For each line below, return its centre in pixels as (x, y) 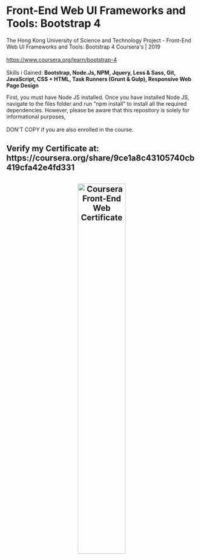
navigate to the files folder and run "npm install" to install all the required (97, 103)
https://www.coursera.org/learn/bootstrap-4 (61, 60)
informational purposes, (36, 117)
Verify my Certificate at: (53, 149)
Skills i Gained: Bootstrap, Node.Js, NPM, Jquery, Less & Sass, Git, (91, 72)
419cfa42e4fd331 (41, 168)
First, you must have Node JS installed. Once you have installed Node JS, (98, 97)
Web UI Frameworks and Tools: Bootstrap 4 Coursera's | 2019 (83, 47)
